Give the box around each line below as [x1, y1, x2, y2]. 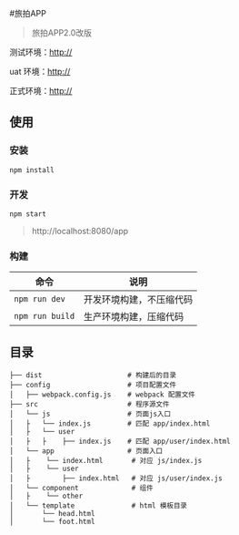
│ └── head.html [9, 509, 95, 519]
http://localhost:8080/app [31, 225, 129, 236]
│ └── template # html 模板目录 [9, 501, 188, 510]
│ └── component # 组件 [9, 484, 154, 493]
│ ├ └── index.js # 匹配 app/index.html [9, 419, 211, 428]
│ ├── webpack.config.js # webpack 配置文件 [9, 390, 195, 399]
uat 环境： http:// [9, 67, 71, 77]
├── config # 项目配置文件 [9, 381, 177, 390]
